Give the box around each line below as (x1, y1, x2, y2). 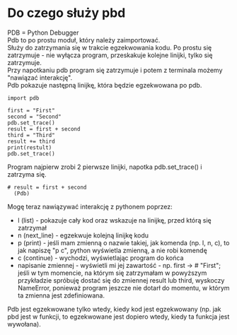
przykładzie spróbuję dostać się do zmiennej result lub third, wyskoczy (17, 276, 225, 284)
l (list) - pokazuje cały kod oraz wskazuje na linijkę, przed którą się (17, 216, 212, 224)
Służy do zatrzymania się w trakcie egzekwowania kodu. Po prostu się (7, 43, 212, 52)
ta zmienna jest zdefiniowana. (17, 291, 105, 300)
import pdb (7, 94, 40, 102)
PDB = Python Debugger (7, 28, 79, 37)
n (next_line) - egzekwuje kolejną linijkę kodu (17, 231, 149, 240)
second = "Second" (7, 113, 62, 120)
